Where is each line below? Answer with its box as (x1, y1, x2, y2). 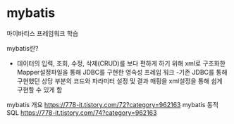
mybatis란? (6, 44, 39, 52)
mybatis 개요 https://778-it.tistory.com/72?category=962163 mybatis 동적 (6, 100, 219, 108)
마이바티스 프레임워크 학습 (6, 29, 79, 37)
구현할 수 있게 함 (16, 85, 63, 94)
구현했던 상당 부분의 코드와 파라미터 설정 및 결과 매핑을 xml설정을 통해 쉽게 (16, 76, 223, 85)
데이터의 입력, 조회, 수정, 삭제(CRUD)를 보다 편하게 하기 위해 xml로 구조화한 (16, 58, 226, 68)
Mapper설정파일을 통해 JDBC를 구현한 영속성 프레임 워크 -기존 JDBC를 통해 (16, 68, 228, 76)
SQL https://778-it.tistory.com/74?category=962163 (6, 108, 157, 117)
